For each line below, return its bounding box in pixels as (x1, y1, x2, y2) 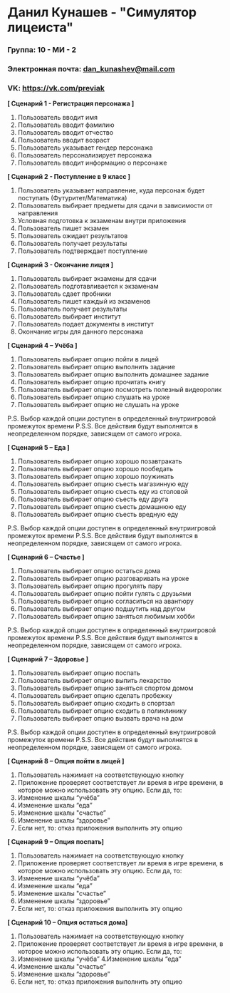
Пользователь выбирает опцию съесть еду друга (17, 495, 169, 503)
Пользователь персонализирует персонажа (17, 151, 152, 160)
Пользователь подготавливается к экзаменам (17, 282, 159, 291)
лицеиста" (7, 19, 73, 36)
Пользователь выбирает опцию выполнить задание (17, 363, 176, 371)
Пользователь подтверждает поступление (17, 247, 148, 255)
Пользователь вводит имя (17, 113, 98, 122)
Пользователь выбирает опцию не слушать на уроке (17, 401, 179, 409)
